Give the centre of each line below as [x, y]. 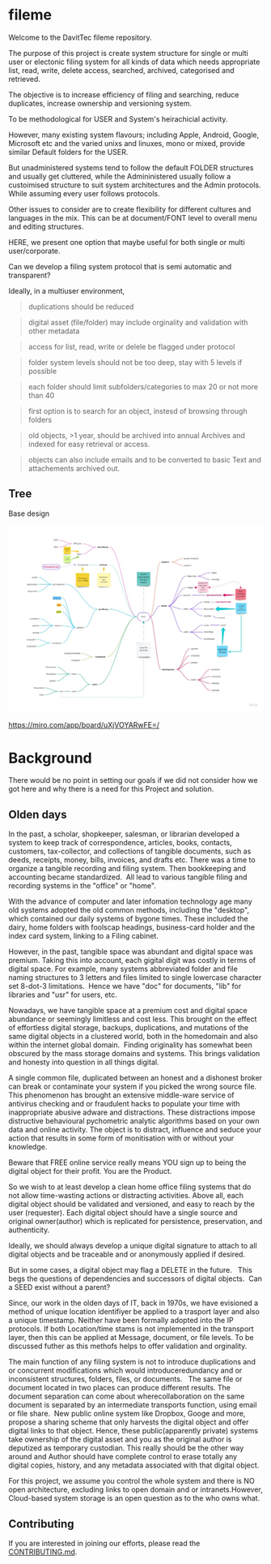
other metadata [54, 331]
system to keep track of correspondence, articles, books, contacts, [120, 843]
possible [42, 371]
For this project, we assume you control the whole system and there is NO [131, 1481]
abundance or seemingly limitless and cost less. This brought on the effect [133, 1019]
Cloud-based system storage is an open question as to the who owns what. [134, 1498]
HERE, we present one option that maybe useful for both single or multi [127, 242]
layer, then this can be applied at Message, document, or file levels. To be [131, 1338]
